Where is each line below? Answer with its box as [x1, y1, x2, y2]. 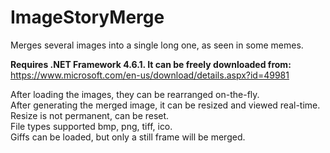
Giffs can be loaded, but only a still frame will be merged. [10, 131, 246, 143]
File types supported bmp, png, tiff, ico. [10, 120, 173, 132]
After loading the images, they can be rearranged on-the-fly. [10, 88, 260, 100]
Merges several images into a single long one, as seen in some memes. [10, 39, 304, 51]
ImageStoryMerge [10, 6, 165, 29]
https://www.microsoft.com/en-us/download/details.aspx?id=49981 [10, 69, 290, 81]
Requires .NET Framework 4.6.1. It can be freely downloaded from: [10, 58, 292, 70]
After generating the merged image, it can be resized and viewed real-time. [10, 99, 321, 111]
